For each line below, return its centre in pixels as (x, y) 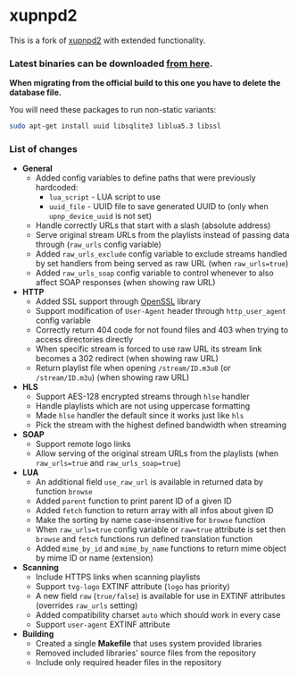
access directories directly (84, 340)
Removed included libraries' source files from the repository (146, 653)
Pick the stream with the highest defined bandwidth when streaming (161, 425)
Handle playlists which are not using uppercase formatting (143, 406)
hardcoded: (57, 188)
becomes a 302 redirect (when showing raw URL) (127, 359)
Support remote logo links (83, 444)
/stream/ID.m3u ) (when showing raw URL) (112, 377)
